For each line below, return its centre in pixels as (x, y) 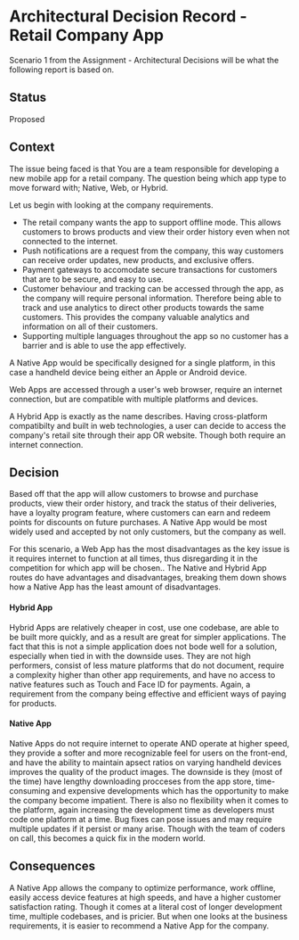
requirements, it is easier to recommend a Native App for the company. (139, 926)
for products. (33, 703)
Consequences (53, 866)
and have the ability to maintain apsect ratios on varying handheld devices (145, 762)
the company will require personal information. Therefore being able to (152, 298)
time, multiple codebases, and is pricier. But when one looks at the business (148, 916)
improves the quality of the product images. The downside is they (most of (146, 771)
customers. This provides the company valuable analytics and (136, 317)
